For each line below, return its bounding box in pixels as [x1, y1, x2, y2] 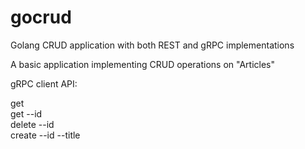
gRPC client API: [10, 77, 78, 90]
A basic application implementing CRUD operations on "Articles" [10, 58, 276, 70]
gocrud [10, 6, 72, 29]
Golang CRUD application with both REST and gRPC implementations [10, 39, 295, 51]
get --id [10, 107, 43, 120]
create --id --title [10, 129, 81, 141]
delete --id [10, 118, 55, 130]
